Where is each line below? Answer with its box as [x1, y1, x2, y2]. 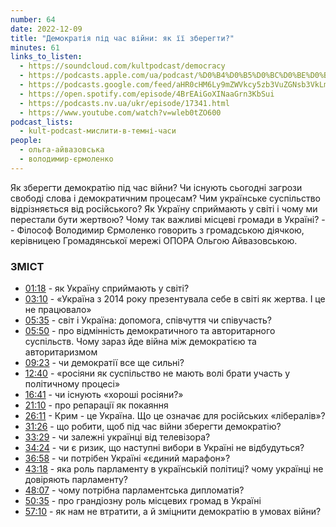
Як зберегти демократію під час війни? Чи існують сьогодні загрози [10, 181, 303, 193]
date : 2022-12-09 [10, 24, 83, 34]
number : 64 [10, 14, 56, 25]
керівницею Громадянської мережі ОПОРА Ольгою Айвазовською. [10, 234, 298, 246]
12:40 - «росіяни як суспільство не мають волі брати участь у [24, 367, 291, 380]
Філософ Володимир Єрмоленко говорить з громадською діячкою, [16, 224, 305, 236]
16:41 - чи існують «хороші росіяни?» [24, 389, 184, 401]
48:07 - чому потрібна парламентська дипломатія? [24, 484, 245, 496]
